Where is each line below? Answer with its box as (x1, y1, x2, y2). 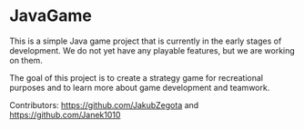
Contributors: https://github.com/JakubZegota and (9, 99, 199, 110)
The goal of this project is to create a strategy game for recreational (9, 72, 264, 83)
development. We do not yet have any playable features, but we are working (9, 45, 296, 55)
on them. (9, 55, 43, 65)
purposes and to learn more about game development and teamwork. (9, 82, 270, 93)
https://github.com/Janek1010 (9, 109, 121, 120)
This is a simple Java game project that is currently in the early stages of (9, 35, 282, 46)
